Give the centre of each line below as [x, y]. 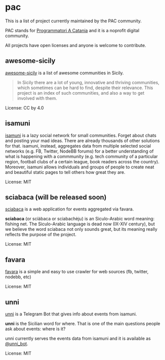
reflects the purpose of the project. [41, 235]
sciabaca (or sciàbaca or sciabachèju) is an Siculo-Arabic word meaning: [80, 219]
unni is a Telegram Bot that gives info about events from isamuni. [71, 314]
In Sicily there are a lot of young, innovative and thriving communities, [88, 82]
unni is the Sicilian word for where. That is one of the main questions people [83, 324]
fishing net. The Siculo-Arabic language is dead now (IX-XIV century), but [80, 224]
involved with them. [37, 98]
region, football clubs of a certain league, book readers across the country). [82, 161]
